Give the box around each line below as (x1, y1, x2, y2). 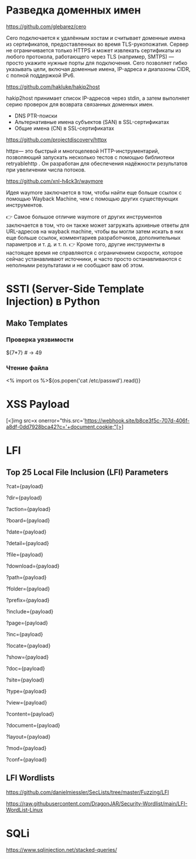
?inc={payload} (6, 631, 43, 638)
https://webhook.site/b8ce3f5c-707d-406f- (84, 417, 190, 424)
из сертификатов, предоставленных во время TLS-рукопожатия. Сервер (6, 41, 189, 48)
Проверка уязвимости (6, 335, 74, 344)
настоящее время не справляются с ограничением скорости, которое (6, 249, 183, 256)
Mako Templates (6, 318, 68, 328)
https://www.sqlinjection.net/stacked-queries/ (6, 846, 118, 853)
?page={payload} (6, 619, 49, 626)
